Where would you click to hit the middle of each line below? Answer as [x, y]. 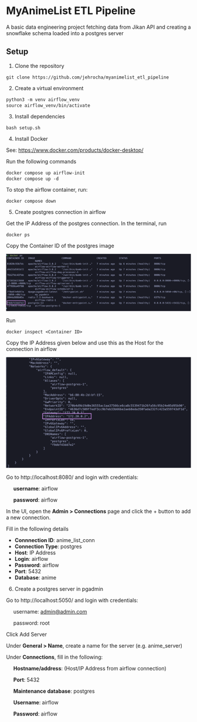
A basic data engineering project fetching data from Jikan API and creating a [98, 27]
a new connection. [28, 517]
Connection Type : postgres [48, 546]
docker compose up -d [33, 179]
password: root [31, 623]
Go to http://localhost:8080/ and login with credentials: [72, 477]
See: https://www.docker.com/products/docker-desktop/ [75, 150]
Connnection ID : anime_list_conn [55, 540]
